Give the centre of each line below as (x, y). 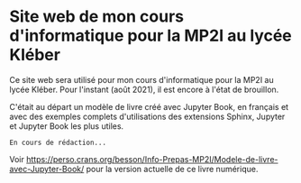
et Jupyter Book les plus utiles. (67, 126)
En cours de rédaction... (58, 142)
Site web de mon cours (97, 17)
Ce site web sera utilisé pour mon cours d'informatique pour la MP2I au (141, 79)
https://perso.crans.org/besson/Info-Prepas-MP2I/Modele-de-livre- (152, 159)
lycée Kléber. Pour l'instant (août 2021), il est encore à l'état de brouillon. (144, 89)
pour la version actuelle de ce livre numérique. (172, 169)
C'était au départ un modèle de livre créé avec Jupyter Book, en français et (149, 106)
